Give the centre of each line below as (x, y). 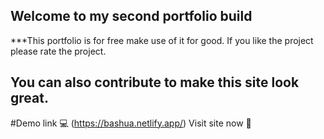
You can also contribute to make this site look (155, 82)
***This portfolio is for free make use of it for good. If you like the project (162, 40)
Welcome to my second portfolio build (131, 16)
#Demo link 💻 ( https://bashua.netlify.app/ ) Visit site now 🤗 (131, 123)
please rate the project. (58, 51)
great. (29, 98)
